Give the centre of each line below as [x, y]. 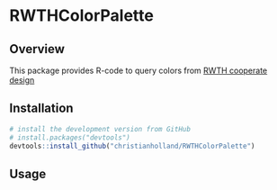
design [22, 80]
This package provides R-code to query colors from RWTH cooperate [138, 70]
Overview [37, 49]
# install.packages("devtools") [70, 137]
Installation [41, 109]
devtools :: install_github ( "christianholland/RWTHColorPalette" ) [132, 146]
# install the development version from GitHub [100, 129]
